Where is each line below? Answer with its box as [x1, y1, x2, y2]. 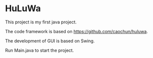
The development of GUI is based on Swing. [5, 38, 95, 44]
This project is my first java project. [5, 19, 77, 25]
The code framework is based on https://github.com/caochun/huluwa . [5, 28, 148, 34]
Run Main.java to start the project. [5, 47, 74, 53]
